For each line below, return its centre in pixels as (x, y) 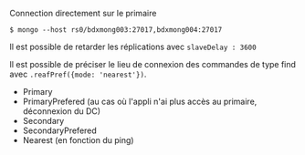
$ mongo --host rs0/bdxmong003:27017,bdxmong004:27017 (116, 30)
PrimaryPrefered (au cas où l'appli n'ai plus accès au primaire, (140, 101)
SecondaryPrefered (60, 130)
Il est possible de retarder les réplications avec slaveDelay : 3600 (133, 46)
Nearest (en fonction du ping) (78, 140)
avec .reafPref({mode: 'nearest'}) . (78, 74)
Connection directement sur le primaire (83, 13)
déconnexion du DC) (62, 111)
